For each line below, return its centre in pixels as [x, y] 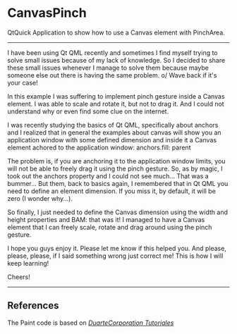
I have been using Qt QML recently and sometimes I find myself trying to [113, 52]
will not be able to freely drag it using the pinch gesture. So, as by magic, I [115, 168]
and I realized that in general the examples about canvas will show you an [114, 132]
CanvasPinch [47, 13]
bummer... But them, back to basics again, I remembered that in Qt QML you [118, 183]
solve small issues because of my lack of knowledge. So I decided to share [116, 60]
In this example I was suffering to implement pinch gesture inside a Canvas [116, 96]
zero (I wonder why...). [40, 198]
